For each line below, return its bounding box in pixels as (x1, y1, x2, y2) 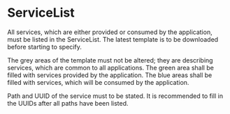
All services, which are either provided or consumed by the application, (7, 28, 213, 36)
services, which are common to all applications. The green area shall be (7, 63, 215, 72)
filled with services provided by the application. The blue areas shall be (7, 71, 213, 79)
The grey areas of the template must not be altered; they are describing (7, 56, 213, 64)
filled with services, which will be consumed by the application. (7, 78, 189, 86)
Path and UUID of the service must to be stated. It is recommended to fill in (7, 92, 224, 100)
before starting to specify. (7, 42, 82, 51)
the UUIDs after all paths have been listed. (7, 99, 129, 107)
